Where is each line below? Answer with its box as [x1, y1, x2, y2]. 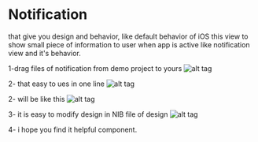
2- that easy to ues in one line [8, 79, 105, 88]
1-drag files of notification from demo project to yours [8, 63, 182, 73]
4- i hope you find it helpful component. [8, 125, 138, 134]
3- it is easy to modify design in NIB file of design [8, 109, 168, 119]
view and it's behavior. [8, 48, 81, 58]
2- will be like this [8, 94, 65, 103]
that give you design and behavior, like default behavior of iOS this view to [8, 32, 249, 41]
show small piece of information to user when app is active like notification [8, 39, 250, 49]
